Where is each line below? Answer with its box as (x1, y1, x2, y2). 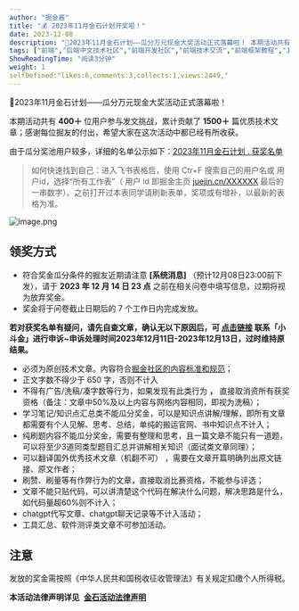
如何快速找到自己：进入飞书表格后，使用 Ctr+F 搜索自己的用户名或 (30, 164, 275, 175)
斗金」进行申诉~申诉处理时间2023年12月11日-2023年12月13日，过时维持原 (9, 333, 285, 343)
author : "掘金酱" (9, 12, 69, 22)
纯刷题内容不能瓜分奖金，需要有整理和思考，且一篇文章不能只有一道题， (21, 430, 287, 441)
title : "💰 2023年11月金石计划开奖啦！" (9, 21, 146, 30)
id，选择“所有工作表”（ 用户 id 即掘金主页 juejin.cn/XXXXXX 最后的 (38, 176, 285, 186)
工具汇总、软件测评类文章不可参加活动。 (21, 519, 171, 530)
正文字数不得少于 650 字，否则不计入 (21, 374, 158, 384)
